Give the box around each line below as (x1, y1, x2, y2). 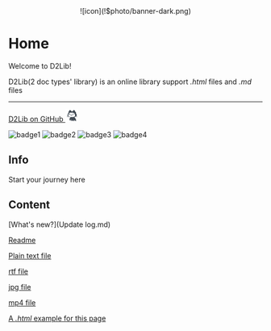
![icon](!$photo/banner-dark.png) (79, 6, 192, 15)
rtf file (8, 266, 28, 276)
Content (8, 198, 51, 212)
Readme (8, 235, 36, 245)
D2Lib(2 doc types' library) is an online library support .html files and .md (8, 77, 252, 86)
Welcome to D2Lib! (8, 61, 72, 70)
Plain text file (8, 250, 52, 260)
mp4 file (8, 297, 36, 308)
